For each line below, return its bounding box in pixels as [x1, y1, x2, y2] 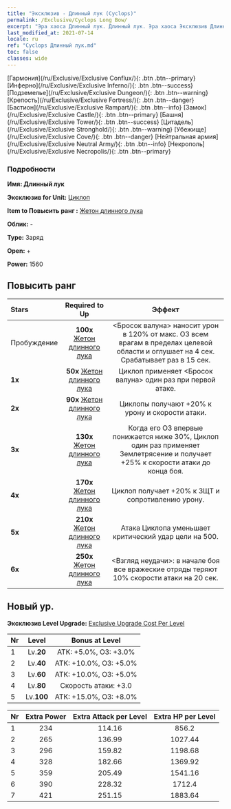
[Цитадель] [160, 118, 194, 126]
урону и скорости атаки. [124, 407, 207, 417]
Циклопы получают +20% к [119, 399, 212, 409]
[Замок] [183, 103, 207, 111]
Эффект [151, 305, 180, 314]
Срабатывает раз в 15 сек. [120, 355, 211, 365]
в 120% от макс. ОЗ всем [122, 329, 209, 338]
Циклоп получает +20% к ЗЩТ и [111, 486, 220, 495]
